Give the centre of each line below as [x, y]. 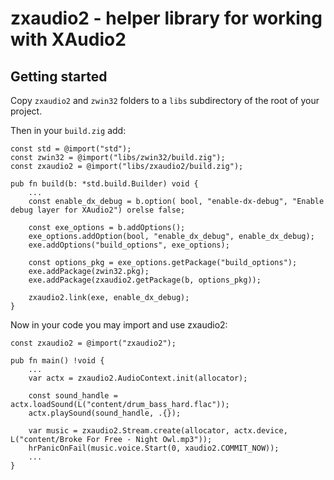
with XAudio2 [68, 39]
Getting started [59, 76]
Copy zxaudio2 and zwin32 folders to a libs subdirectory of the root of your [165, 100]
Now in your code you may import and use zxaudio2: [119, 325]
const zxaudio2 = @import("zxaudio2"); [93, 343]
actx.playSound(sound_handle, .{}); [105, 413]
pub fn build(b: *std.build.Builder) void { [104, 184]
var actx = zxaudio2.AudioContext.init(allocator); [138, 378]
